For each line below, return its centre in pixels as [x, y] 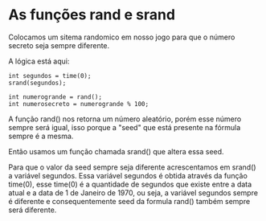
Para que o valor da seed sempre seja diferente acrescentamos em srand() [132, 167]
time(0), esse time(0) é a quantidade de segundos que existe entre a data [130, 184]
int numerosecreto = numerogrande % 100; [79, 104]
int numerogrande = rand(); [55, 97]
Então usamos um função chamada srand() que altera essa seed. [116, 151]
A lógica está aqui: [39, 61]
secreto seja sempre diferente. [59, 45]
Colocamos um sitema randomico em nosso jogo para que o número [122, 37]
